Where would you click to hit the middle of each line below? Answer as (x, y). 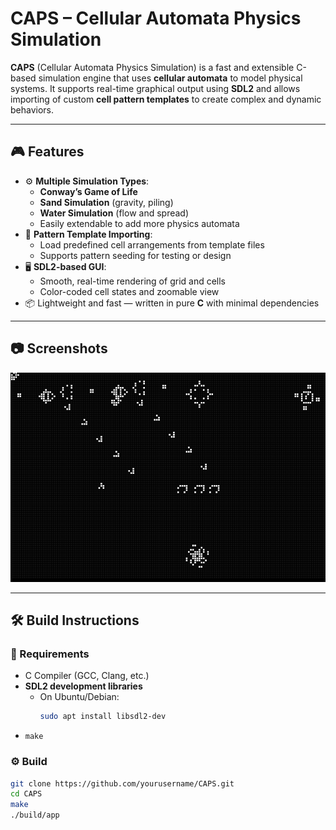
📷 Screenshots (59, 348)
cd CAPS (26, 794)
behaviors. (32, 109)
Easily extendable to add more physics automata (139, 223)
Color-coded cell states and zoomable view (129, 291)
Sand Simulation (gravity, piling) (106, 202)
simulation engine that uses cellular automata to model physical (170, 78)
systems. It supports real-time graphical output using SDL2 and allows (155, 88)
